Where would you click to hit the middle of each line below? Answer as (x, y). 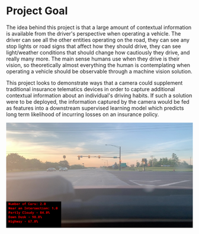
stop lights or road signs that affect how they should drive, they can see (94, 46)
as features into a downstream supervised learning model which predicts (95, 108)
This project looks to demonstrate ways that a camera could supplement (94, 83)
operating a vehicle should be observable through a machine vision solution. (99, 71)
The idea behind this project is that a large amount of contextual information (99, 27)
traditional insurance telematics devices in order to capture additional (91, 89)
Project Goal (37, 11)
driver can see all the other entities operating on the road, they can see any (98, 40)
